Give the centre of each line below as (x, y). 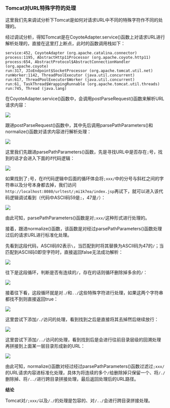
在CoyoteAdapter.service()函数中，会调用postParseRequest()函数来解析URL (85, 99)
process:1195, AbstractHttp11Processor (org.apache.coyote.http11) (78, 58)
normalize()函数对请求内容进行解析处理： (48, 132)
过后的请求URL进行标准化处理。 (39, 235)
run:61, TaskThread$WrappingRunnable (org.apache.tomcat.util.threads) (82, 84)
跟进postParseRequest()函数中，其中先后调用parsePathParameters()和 (79, 125)
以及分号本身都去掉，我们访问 (45, 185)
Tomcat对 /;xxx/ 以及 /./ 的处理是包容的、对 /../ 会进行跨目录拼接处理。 (79, 401)
